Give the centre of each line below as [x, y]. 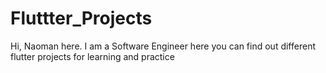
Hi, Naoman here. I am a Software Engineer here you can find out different [163, 46]
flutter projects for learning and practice [92, 56]
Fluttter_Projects [81, 18]
